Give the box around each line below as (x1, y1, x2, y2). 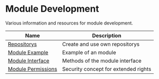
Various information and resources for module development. (5, 20, 133, 26)
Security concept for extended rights (62, 65, 152, 72)
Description (92, 32, 122, 39)
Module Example (8, 49, 49, 56)
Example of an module (62, 49, 116, 56)
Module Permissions (8, 65, 58, 72)
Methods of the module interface (62, 57, 142, 64)
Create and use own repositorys (62, 40, 140, 47)
